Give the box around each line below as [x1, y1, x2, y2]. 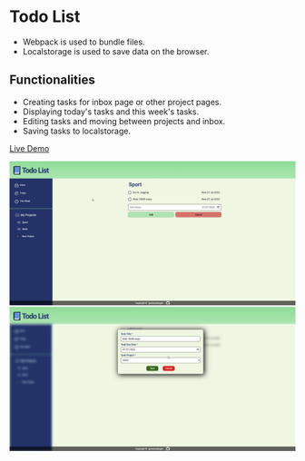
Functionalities [9, 73, 95, 88]
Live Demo [9, 142, 50, 153]
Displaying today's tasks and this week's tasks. [22, 106, 200, 117]
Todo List [9, 6, 81, 27]
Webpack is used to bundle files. [22, 36, 145, 47]
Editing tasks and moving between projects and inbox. [22, 115, 226, 126]
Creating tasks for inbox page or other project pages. [22, 96, 222, 107]
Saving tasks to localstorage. [22, 125, 132, 136]
